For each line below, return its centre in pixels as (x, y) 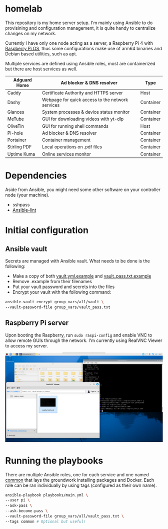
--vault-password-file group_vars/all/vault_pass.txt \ (64, 516)
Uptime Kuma (21, 154)
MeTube (15, 119)
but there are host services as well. (41, 69)
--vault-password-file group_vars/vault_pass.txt (58, 307)
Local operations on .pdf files (72, 147)
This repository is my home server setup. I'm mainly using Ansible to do (79, 23)
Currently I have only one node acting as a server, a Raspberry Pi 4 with (79, 43)
